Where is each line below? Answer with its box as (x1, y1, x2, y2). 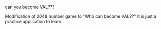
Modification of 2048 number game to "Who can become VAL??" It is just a (5, 14, 157, 19)
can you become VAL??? (5, 4, 55, 10)
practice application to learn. (5, 19, 63, 24)
